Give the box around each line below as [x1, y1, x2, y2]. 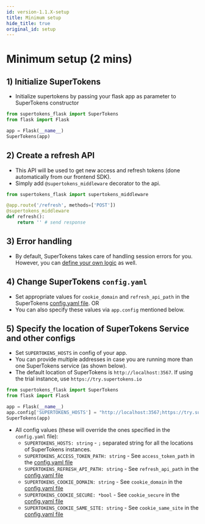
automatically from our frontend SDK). [15, 173, 112, 180]
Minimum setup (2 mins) [6, 53, 132, 66]
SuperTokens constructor [15, 99, 79, 107]
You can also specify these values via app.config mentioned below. [15, 306, 185, 313]
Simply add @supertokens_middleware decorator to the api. [15, 180, 160, 187]
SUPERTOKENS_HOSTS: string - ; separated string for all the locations [24, 439, 193, 446]
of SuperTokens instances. [24, 445, 92, 453]
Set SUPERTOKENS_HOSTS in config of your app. [15, 349, 128, 357]
